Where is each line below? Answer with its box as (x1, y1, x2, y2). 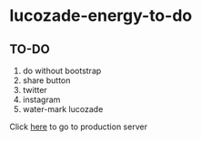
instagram (22, 94, 61, 105)
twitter (22, 85, 47, 95)
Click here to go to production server (9, 121, 148, 132)
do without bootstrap (22, 65, 102, 76)
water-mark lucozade (22, 104, 104, 114)
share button (22, 75, 71, 86)
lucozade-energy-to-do (9, 5, 193, 26)
